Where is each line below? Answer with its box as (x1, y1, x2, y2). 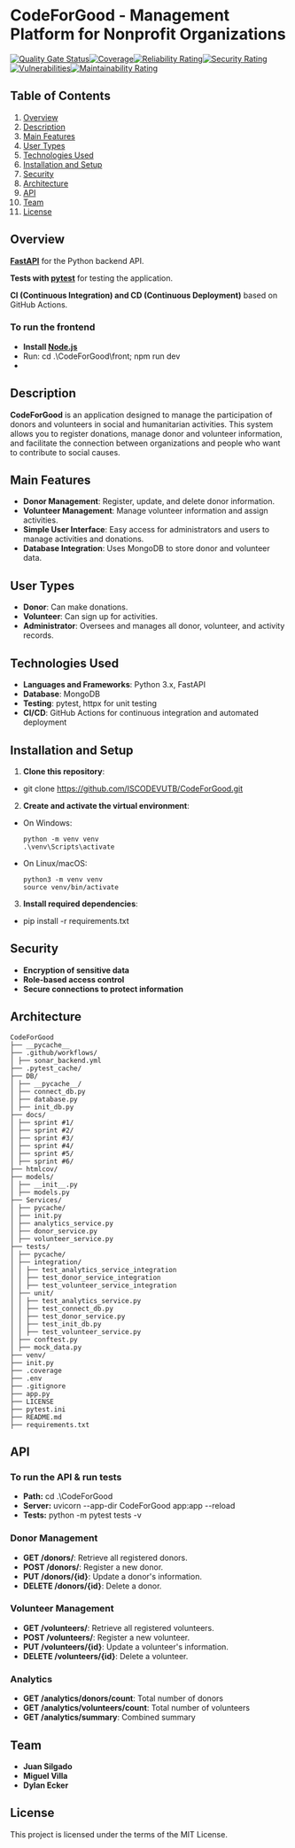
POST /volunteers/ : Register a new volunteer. (22, 1632, 190, 1642)
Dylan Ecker (22, 1780, 69, 1790)
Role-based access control (22, 974, 125, 984)
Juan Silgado (22, 1760, 73, 1772)
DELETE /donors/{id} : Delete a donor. (22, 1580, 162, 1591)
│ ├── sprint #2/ (10, 1126, 74, 1135)
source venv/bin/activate (22, 882, 119, 891)
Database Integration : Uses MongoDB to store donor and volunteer (22, 543, 270, 554)
